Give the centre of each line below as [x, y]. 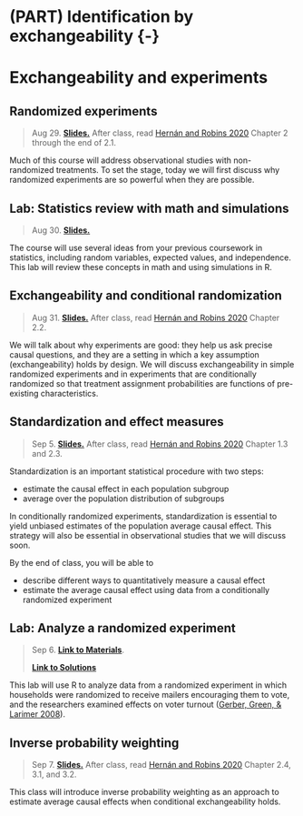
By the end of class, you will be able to [82, 562]
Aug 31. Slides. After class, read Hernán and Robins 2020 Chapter [156, 317]
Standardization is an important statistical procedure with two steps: [137, 471]
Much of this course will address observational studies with [121, 160]
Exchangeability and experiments [139, 78]
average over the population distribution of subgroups [123, 499]
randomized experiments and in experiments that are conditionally [133, 374]
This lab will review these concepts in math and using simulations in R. [141, 267]
